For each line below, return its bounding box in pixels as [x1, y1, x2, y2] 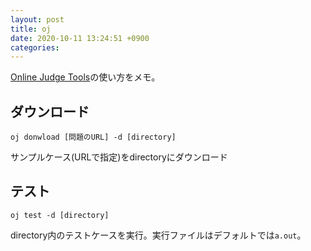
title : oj [10, 24, 52, 34]
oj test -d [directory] [10, 210, 110, 220]
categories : [10, 42, 60, 53]
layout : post [10, 14, 65, 25]
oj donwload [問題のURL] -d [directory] [10, 132, 177, 143]
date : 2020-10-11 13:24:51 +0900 [10, 33, 150, 43]
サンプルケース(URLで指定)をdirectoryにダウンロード [10, 151, 228, 163]
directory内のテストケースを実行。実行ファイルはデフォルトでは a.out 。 [10, 229, 307, 241]
